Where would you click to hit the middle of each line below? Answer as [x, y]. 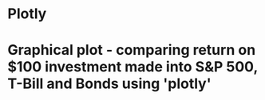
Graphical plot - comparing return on [132, 50]
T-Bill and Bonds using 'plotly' [110, 84]
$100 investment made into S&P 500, [133, 67]
